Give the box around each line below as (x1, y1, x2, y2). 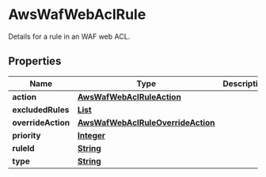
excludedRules (12, 104, 70, 115)
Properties (8, 55, 62, 68)
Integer (77, 130, 105, 141)
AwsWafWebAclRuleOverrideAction (77, 117, 215, 128)
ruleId (12, 142, 35, 153)
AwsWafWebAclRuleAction (77, 91, 182, 102)
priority (12, 130, 41, 141)
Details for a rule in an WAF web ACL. (8, 32, 131, 41)
